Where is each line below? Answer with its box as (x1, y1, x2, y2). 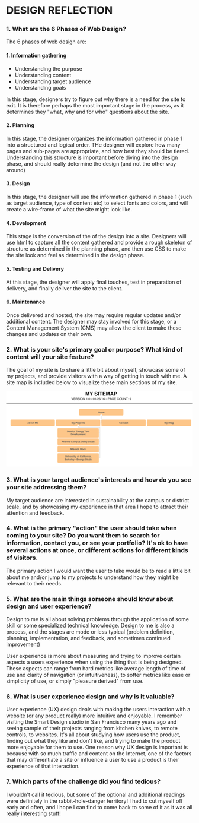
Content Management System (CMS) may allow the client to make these (6, 324, 182, 331)
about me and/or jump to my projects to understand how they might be (6, 574, 179, 581)
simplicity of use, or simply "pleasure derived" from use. (6, 678, 144, 685)
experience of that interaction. (6, 762, 80, 770)
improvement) (6, 641, 40, 648)
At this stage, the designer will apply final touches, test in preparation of (6, 278, 182, 286)
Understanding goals (14, 84, 66, 91)
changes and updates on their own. (6, 330, 93, 337)
